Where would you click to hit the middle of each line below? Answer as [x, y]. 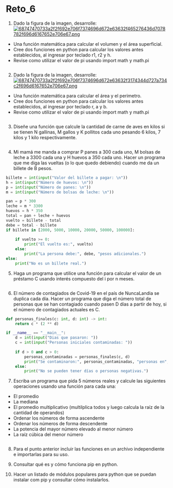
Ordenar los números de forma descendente [60, 424]
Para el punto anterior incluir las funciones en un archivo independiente [89, 449]
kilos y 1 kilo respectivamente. [45, 137]
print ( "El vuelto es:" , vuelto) [59, 245]
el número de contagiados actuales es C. [56, 309]
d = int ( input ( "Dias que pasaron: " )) [56, 338]
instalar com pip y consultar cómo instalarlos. [61, 480]
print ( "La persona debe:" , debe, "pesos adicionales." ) [85, 254]
